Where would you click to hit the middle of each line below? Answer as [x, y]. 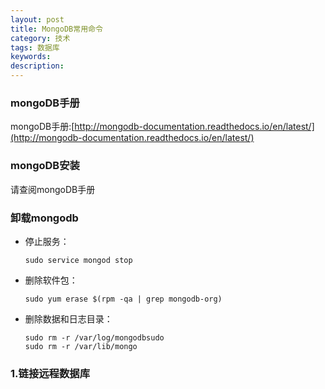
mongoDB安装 [45, 166]
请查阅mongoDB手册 [53, 189]
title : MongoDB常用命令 [56, 29]
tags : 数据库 [35, 47]
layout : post [37, 19]
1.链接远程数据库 [50, 373]
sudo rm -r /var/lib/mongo [81, 346]
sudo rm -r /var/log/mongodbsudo [94, 337]
